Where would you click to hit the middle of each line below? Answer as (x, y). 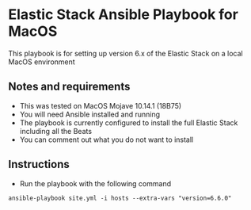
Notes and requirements (69, 87)
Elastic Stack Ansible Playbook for (124, 15)
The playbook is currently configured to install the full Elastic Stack (129, 122)
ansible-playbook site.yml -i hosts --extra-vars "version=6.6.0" (120, 198)
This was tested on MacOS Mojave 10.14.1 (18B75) (101, 105)
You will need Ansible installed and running (90, 114)
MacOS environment (42, 62)
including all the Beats (56, 131)
